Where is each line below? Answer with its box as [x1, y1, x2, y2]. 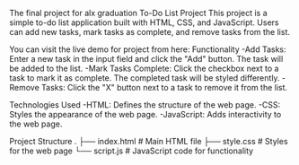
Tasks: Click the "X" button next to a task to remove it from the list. [41, 82, 288, 92]
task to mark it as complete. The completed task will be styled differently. [9, 73, 280, 83]
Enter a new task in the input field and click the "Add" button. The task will [9, 54, 284, 64]
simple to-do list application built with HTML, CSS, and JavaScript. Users [9, 17, 279, 28]
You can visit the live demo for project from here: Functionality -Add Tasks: [9, 44, 286, 55]
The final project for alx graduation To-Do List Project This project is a [9, 8, 268, 18]
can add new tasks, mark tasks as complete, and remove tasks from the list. [9, 27, 290, 37]
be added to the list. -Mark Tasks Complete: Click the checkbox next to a [9, 63, 279, 74]
